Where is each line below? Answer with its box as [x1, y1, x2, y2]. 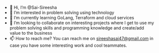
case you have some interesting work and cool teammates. [9, 42, 127, 48]
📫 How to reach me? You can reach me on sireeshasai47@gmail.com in [9, 36, 154, 41]
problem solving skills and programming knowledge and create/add [9, 25, 144, 31]
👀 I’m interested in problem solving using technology [9, 10, 115, 15]
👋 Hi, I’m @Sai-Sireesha [9, 5, 57, 10]
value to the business [9, 30, 52, 36]
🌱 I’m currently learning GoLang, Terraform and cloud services [9, 15, 134, 20]
